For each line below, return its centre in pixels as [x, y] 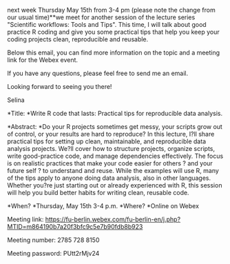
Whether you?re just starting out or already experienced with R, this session [115, 185]
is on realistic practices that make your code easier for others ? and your [110, 163]
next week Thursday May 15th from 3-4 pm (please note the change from [111, 10]
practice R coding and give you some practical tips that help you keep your [113, 32]
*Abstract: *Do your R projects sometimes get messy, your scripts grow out [115, 126]
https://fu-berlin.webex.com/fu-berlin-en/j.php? [113, 219]
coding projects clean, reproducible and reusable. [78, 39]
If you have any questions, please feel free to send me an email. [98, 73]
